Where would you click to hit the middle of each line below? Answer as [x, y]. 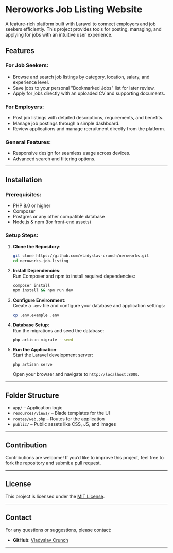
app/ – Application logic [38, 408]
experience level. [31, 82]
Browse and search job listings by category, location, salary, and [81, 77]
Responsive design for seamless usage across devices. [72, 153]
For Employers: [25, 107]
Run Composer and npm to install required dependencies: [74, 276]
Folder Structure [32, 395]
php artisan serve [32, 365]
